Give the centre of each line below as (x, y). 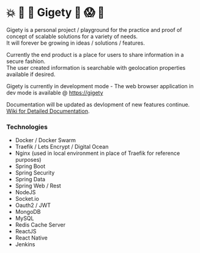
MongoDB (28, 212)
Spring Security (35, 173)
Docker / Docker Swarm (46, 140)
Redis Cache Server (40, 225)
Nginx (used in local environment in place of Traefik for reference (98, 153)
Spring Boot (30, 166)
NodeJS (25, 192)
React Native (31, 238)
